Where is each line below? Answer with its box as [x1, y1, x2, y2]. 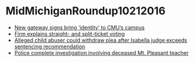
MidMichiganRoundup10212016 [5, 4, 166, 18]
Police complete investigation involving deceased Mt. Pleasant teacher [14, 49, 189, 56]
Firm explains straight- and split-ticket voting [14, 30, 125, 37]
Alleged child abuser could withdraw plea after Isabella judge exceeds [14, 36, 188, 44]
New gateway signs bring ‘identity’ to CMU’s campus [14, 24, 145, 31]
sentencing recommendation [14, 43, 86, 50]
